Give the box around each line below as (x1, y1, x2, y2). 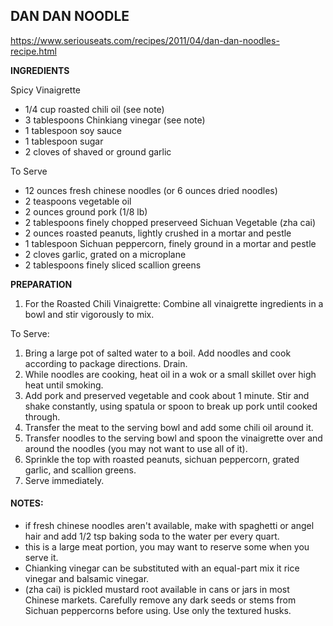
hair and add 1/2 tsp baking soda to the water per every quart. (24, 530, 280, 543)
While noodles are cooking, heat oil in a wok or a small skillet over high (24, 368, 317, 380)
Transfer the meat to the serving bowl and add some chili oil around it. (24, 421, 314, 433)
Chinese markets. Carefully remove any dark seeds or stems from (24, 594, 297, 606)
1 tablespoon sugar (24, 135, 104, 147)
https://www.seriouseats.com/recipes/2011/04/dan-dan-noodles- (10, 34, 280, 46)
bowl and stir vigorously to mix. (24, 308, 155, 320)
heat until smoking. (24, 379, 104, 391)
